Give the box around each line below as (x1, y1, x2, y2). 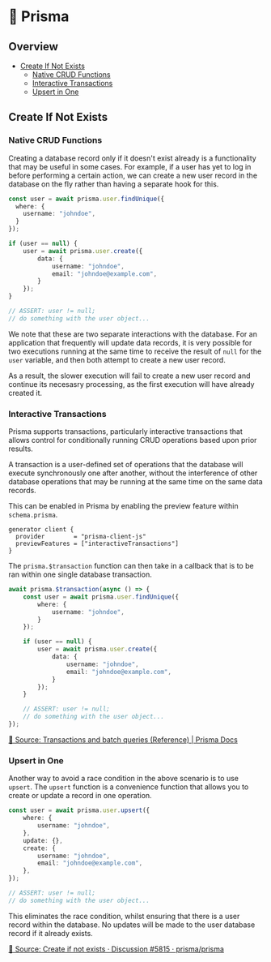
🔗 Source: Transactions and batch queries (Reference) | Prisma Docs (8, 734, 239, 745)
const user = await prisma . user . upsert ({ (8, 806, 150, 814)
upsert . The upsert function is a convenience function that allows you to (8, 782, 249, 792)
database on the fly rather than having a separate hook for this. (8, 178, 219, 189)
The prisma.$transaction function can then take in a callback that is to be (8, 561, 254, 571)
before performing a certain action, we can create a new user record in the (8, 170, 257, 180)
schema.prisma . (8, 510, 58, 520)
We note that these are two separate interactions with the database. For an (8, 329, 257, 339)
